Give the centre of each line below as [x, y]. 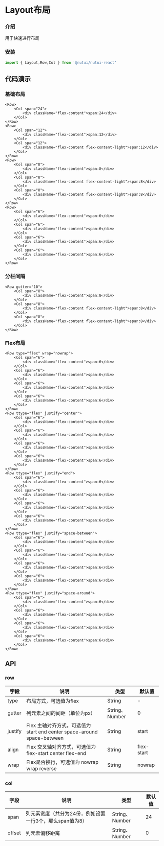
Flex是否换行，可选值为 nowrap [62, 762]
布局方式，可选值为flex [52, 701]
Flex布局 [15, 343]
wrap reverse [41, 768]
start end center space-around [62, 731]
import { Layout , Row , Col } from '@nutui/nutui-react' [61, 62]
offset [14, 833]
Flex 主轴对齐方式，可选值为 [59, 725]
